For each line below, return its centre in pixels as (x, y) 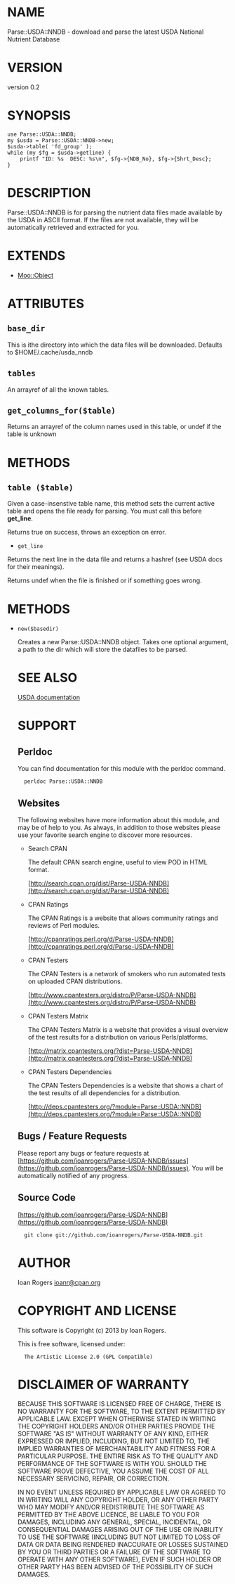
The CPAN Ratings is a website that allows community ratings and (123, 918)
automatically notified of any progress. (73, 1175)
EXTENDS (36, 256)
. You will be (206, 1168)
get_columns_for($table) (62, 410)
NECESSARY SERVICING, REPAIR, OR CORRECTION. (93, 1478)
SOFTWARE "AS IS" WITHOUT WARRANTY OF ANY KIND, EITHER (113, 1434)
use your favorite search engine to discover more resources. (105, 835)
